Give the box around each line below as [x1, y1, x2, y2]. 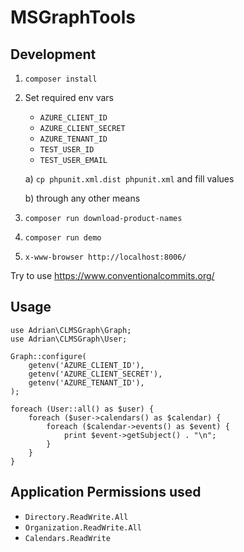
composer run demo [24, 233, 102, 243]
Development [10, 46, 97, 63]
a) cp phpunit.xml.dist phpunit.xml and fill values [24, 173, 235, 185]
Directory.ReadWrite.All [24, 512, 129, 522]
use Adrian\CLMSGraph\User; [10, 334, 128, 344]
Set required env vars [24, 92, 114, 103]
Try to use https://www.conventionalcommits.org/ [10, 270, 215, 281]
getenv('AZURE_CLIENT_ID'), [28, 360, 145, 370]
